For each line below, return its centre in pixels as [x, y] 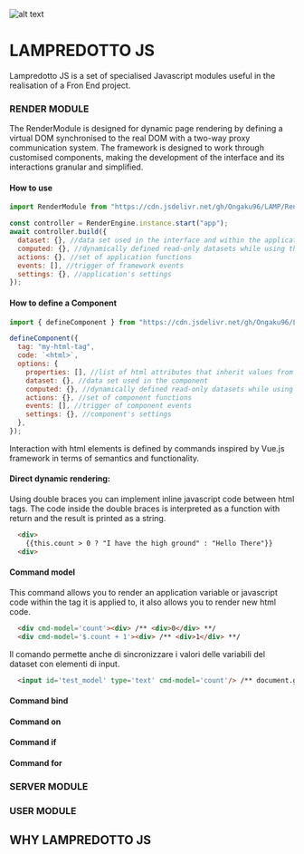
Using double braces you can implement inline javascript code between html [152, 500]
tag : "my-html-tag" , [56, 347]
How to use [31, 188]
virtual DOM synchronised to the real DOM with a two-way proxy [130, 138]
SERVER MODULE [49, 786]
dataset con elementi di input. [65, 664]
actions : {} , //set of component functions [109, 398]
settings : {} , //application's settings [95, 274]
